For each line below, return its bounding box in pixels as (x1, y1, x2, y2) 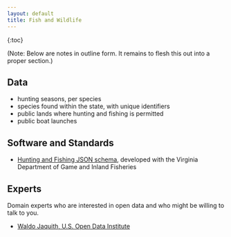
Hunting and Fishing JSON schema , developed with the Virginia (17, 155, 198, 164)
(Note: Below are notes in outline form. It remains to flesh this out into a (7, 49, 210, 58)
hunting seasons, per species (17, 95, 102, 103)
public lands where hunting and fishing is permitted (17, 109, 164, 118)
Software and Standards (7, 137, 114, 149)
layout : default (7, 10, 54, 17)
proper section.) (7, 56, 53, 64)
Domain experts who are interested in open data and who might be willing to (7, 201, 225, 209)
